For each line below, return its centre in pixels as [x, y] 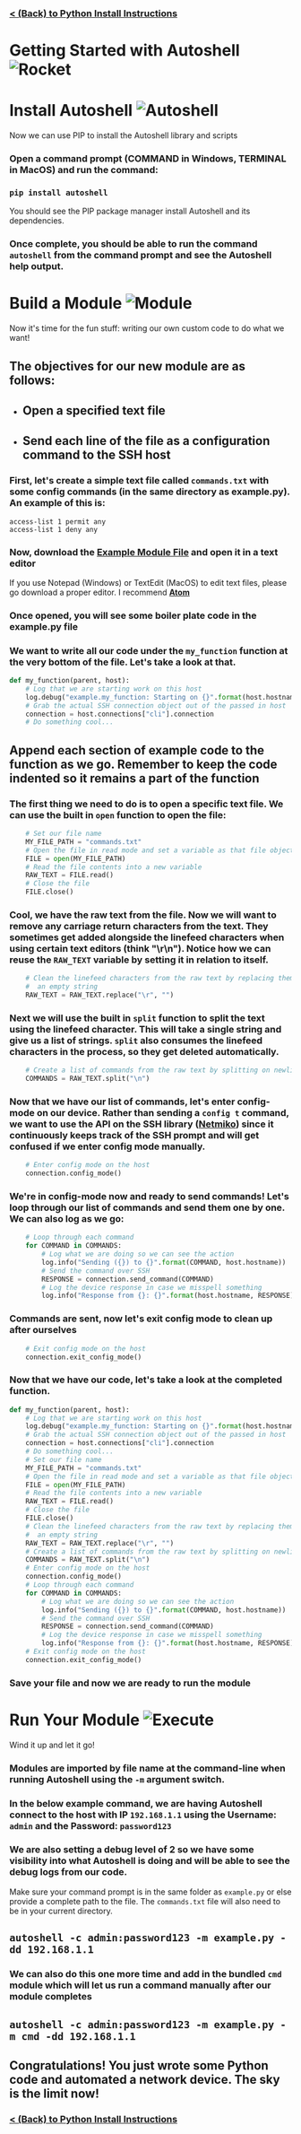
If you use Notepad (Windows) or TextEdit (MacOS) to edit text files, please [148, 582]
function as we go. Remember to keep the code [143, 764]
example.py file [44, 626]
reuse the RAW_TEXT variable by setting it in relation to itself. [139, 960]
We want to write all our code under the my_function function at [149, 650]
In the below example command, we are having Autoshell [136, 1803]
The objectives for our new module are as [128, 366]
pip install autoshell [59, 192]
